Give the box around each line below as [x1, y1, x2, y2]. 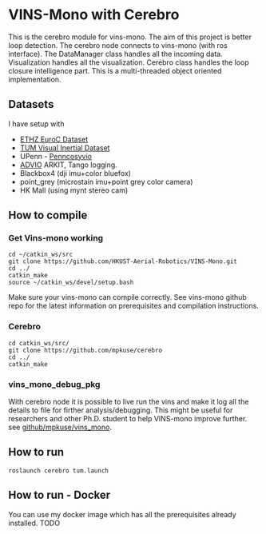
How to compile [8, 209, 88, 222]
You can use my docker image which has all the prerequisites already [8, 509, 237, 519]
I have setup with [8, 118, 65, 129]
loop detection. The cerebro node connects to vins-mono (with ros [8, 40, 228, 50]
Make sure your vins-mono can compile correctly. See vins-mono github [8, 293, 248, 302]
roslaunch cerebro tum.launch [8, 466, 109, 475]
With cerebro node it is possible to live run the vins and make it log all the [8, 397, 249, 407]
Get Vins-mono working [8, 233, 104, 244]
